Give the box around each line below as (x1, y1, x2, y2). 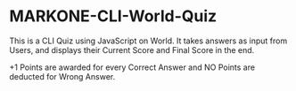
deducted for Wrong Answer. (9, 71, 116, 81)
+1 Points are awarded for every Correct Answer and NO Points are (9, 62, 256, 72)
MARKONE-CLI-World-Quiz (9, 6, 218, 27)
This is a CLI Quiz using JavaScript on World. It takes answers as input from (9, 35, 288, 46)
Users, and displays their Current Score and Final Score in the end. (9, 44, 255, 55)
